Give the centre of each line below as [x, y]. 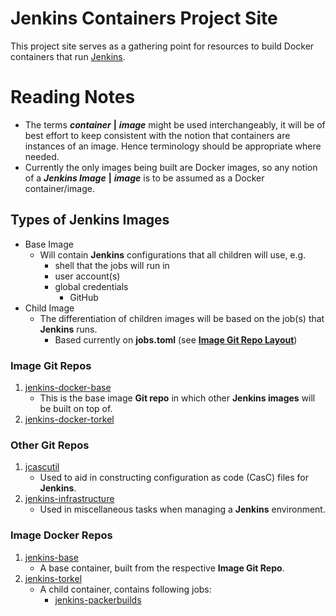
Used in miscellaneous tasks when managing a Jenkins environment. [182, 509]
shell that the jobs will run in [112, 265]
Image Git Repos [51, 365]
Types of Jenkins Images [90, 220]
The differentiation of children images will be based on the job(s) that [182, 318]
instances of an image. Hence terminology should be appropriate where [173, 146]
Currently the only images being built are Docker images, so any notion [171, 167]
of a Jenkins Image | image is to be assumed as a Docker [144, 178]
